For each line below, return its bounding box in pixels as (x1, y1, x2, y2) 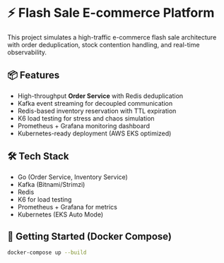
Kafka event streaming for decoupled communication (17, 99, 173, 107)
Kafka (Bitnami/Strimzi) (17, 180, 86, 188)
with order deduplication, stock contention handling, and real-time (7, 40, 200, 49)
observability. (7, 48, 47, 56)
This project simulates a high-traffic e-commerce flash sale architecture (7, 32, 217, 42)
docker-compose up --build (7, 249, 87, 257)
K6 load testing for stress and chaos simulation (17, 114, 155, 123)
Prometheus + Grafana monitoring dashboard (17, 121, 151, 130)
